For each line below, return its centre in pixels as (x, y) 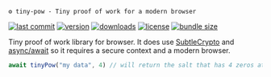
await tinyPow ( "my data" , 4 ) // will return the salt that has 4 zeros (131, 65)
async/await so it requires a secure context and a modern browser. (120, 51)
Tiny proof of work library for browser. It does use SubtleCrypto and (121, 42)
